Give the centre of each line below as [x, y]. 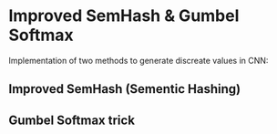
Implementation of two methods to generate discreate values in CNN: [138, 60]
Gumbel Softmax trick [72, 120]
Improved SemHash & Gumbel [124, 16]
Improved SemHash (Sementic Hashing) [125, 89]
